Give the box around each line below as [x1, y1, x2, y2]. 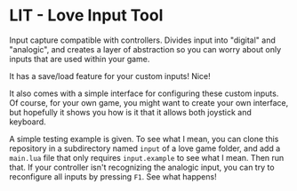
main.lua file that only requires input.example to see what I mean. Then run [9, 152, 285, 163]
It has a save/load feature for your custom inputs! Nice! [9, 70, 211, 81]
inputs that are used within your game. [9, 53, 150, 64]
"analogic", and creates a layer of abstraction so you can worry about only [9, 44, 282, 54]
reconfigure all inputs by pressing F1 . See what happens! [9, 171, 217, 182]
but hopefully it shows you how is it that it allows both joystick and [9, 107, 252, 117]
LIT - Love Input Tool [9, 5, 164, 26]
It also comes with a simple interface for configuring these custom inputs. [9, 88, 279, 99]
